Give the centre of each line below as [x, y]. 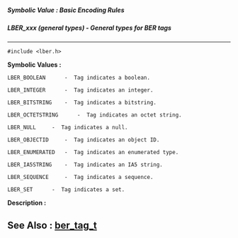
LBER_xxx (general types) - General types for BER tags [90, 28]
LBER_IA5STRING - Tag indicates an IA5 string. [85, 165]
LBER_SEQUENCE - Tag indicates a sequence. [80, 178]
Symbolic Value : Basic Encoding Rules [66, 10]
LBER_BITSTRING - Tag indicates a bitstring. [82, 103]
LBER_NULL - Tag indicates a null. [68, 128]
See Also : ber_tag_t [52, 225]
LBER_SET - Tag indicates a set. [66, 190]
